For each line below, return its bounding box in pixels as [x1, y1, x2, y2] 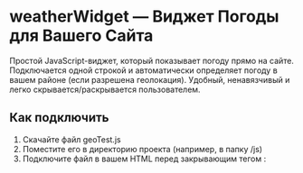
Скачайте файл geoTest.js [22, 133, 121, 145]
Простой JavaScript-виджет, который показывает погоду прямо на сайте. [9, 55, 294, 66]
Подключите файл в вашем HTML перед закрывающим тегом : [22, 153, 267, 164]
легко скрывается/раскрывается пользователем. [9, 84, 201, 95]
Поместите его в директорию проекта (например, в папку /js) [22, 143, 263, 154]
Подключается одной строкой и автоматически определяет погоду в [9, 65, 278, 76]
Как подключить [9, 110, 109, 125]
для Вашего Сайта [9, 25, 154, 46]
